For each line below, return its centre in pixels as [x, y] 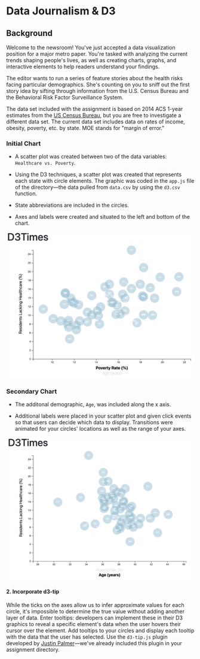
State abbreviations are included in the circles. [72, 205]
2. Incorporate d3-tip [33, 592]
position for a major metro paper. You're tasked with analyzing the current [97, 54]
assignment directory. [33, 650]
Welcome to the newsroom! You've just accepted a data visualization [91, 47]
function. [26, 194]
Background [29, 33]
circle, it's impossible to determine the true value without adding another [96, 612]
